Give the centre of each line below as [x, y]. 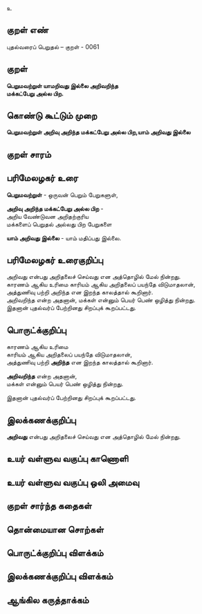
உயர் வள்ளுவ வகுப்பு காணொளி [67, 459]
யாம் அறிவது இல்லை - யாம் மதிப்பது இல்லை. [64, 238]
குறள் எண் [28, 30]
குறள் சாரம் [29, 154]
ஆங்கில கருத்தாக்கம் [48, 600]
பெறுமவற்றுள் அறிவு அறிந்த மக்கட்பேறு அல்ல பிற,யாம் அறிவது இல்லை [99, 132]
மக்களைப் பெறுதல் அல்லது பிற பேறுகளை [59, 224]
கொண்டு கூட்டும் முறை [52, 116]
